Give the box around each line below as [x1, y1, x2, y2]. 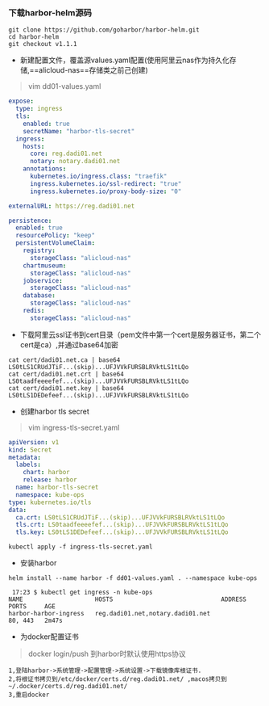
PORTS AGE [8, 603, 56, 611]
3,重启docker [8, 691, 50, 700]
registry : [23, 246, 56, 255]
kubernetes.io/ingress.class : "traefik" [29, 172, 168, 181]
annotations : [23, 165, 67, 173]
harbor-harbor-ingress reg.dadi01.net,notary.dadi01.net [8, 610, 211, 618]
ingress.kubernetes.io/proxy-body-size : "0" [29, 187, 182, 195]
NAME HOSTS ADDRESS [8, 595, 247, 603]
